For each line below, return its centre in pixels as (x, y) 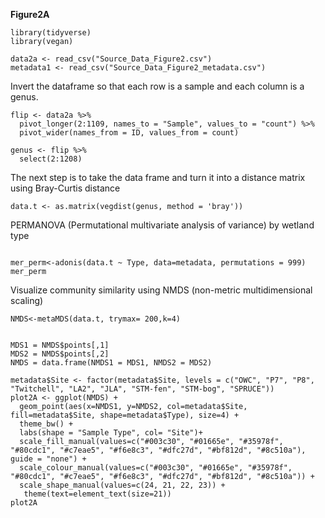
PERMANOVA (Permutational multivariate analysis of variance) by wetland (162, 225)
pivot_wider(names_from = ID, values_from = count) (129, 133)
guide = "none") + (48, 459)
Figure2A (30, 14)
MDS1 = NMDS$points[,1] (60, 345)
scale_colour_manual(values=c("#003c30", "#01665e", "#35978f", (156, 468)
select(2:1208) (51, 159)
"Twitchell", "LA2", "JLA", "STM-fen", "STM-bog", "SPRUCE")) (142, 389)
